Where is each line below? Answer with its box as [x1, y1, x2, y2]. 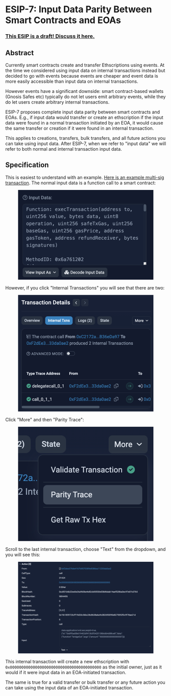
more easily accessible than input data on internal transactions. [5, 78, 139, 84]
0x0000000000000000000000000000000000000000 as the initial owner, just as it [5, 664, 162, 670]
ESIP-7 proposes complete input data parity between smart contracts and [5, 109, 160, 115]
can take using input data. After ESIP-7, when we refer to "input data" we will [5, 140, 166, 147]
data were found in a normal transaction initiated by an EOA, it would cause [5, 119, 163, 126]
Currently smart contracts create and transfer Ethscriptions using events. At [5, 62, 165, 68]
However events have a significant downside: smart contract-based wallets [5, 88, 164, 94]
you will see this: [5, 551, 41, 558]
